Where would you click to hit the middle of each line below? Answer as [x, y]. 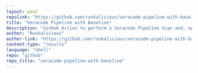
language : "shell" [29, 50]
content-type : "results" [37, 45]
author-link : [22, 39]
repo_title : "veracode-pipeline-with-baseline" [66, 61]
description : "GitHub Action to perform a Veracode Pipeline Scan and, [96, 28]
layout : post [22, 11]
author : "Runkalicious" [35, 34]
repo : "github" [25, 55]
